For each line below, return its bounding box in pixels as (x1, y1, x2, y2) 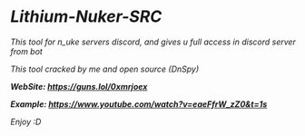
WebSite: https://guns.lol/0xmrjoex (10, 81, 148, 92)
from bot (10, 45, 44, 56)
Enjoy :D (10, 116, 42, 127)
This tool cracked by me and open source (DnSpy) (10, 63, 200, 74)
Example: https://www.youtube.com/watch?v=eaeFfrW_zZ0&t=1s (10, 98, 268, 110)
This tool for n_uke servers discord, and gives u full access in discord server (10, 36, 296, 47)
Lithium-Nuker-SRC (10, 6, 162, 27)
